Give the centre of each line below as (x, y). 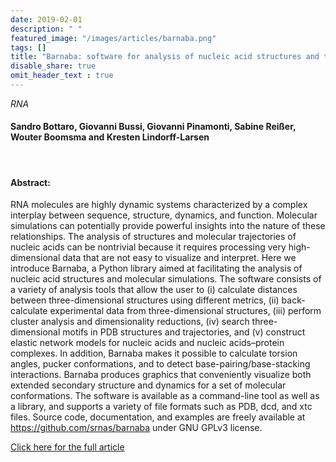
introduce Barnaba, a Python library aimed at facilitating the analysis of (156, 268)
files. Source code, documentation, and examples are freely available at (158, 417)
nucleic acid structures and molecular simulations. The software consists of (166, 279)
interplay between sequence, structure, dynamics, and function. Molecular (164, 215)
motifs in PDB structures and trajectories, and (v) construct (184, 332)
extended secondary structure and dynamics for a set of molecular (148, 385)
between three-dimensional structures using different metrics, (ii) (145, 300)
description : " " (46, 29)
